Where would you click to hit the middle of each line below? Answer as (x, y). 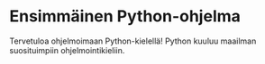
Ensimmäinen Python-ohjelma (125, 16)
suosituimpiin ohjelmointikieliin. (67, 50)
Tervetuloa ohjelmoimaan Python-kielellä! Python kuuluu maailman (133, 41)
